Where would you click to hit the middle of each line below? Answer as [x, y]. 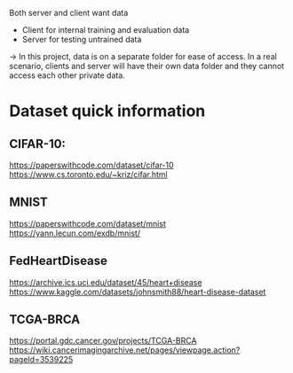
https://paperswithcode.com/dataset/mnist [88, 223]
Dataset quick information [107, 111]
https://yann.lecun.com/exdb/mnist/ [75, 233]
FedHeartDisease [59, 261]
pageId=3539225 [41, 360]
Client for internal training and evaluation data [106, 30]
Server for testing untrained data [82, 39]
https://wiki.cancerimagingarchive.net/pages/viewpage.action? [125, 350]
